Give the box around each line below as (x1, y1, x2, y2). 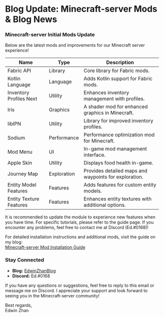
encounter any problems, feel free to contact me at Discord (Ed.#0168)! (5, 225, 149, 231)
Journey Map (7, 170, 38, 177)
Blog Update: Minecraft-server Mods (5, 3, 158, 15)
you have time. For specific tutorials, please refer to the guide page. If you (5, 219, 154, 225)
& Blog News (5, 14, 58, 25)
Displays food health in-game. (83, 160, 154, 167)
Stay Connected (5, 256, 44, 263)
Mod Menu (7, 148, 33, 155)
